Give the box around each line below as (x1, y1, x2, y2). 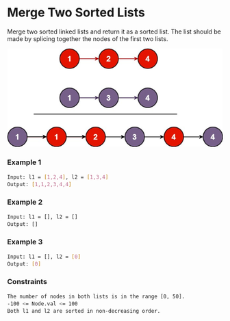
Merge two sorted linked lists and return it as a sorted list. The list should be (7, 27, 221, 36)
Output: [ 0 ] (7, 261, 41, 268)
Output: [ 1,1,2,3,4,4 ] (7, 181, 72, 188)
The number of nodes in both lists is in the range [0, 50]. (7, 293, 186, 300)
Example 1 (7, 157, 42, 167)
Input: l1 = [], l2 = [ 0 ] (7, 253, 81, 261)
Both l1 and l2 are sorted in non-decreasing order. (7, 308, 161, 315)
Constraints (7, 277, 48, 286)
